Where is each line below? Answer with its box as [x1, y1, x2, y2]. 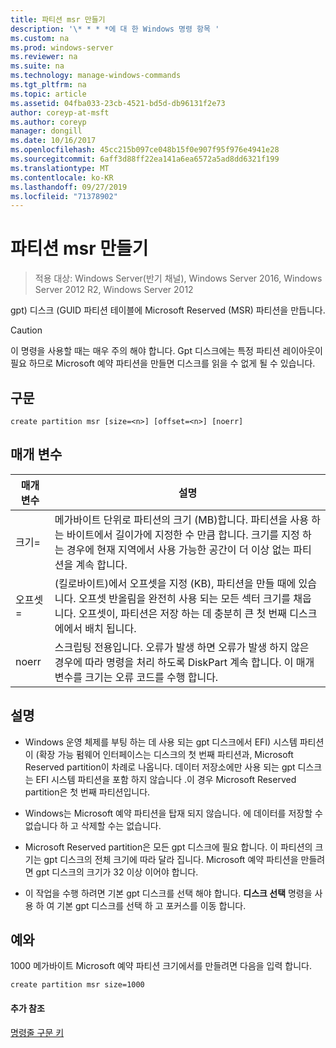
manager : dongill [10, 126, 83, 136]
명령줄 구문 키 [10, 1026, 65, 1038]
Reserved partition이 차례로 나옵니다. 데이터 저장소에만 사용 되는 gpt [24, 761, 296, 773]
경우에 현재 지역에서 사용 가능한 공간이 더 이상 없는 [66, 542, 292, 556]
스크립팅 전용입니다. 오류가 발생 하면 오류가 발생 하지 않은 [54, 640, 310, 654]
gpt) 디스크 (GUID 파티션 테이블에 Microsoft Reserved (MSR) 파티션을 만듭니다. [10, 304, 326, 316]
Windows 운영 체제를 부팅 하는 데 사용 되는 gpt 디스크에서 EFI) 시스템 [24, 736, 298, 748]
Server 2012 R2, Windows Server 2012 [34, 284, 194, 296]
